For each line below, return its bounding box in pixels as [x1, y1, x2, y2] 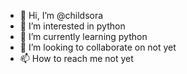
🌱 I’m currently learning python [19, 31, 148, 42]
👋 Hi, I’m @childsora [19, 10, 104, 21]
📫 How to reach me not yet [19, 53, 134, 64]
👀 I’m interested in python [19, 20, 126, 32]
